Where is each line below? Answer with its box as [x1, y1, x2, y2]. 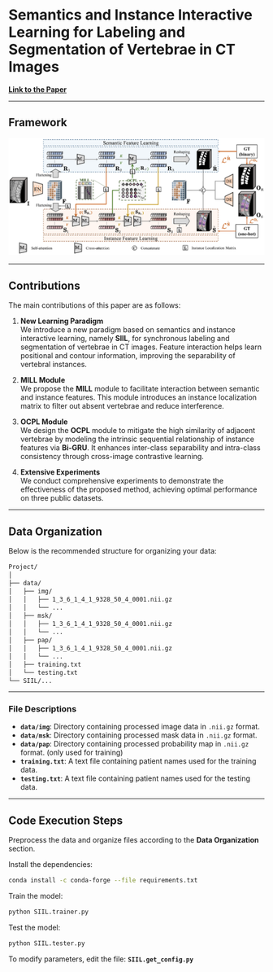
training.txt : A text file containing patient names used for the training [19, 756, 257, 766]
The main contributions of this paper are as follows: [8, 300, 181, 310]
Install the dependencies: [8, 860, 93, 869]
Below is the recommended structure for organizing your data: [8, 545, 217, 555]
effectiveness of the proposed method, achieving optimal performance [19, 484, 258, 494]
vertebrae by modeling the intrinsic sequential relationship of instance [19, 434, 254, 444]
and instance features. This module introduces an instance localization [19, 392, 258, 402]
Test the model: [8, 922, 61, 932]
